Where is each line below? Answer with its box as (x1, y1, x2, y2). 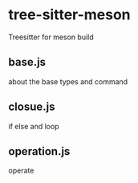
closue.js (8, 100, 55, 114)
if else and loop (8, 121, 59, 131)
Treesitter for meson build (8, 32, 94, 42)
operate (8, 166, 34, 176)
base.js (8, 55, 47, 69)
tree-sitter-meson (8, 6, 131, 24)
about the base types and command (8, 76, 128, 86)
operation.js (8, 144, 71, 158)
